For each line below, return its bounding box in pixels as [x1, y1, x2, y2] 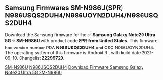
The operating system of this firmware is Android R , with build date [5, 49, 141, 55]
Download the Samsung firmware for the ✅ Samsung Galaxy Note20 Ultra [5, 32, 155, 38]
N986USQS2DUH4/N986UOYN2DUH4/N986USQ [5, 12, 159, 20]
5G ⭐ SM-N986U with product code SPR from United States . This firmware [5, 37, 158, 43]
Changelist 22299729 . [19, 55, 65, 61]
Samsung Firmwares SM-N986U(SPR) [5, 4, 123, 12]
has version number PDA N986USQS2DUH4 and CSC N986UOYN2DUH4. [5, 45, 155, 50]
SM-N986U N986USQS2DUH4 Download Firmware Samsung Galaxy [5, 64, 144, 70]
